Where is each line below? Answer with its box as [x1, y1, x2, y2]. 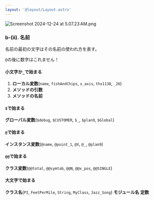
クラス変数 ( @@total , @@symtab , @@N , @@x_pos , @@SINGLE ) [5, 165, 113, 171]
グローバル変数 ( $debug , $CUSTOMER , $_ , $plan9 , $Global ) [5, 117, 115, 123]
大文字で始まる [5, 177, 35, 183]
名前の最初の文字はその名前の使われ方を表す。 [5, 46, 99, 52]
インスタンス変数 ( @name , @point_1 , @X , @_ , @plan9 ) [5, 141, 103, 147]
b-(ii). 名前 [5, 34, 31, 41]
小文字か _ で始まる [5, 68, 42, 74]
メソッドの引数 [12, 87, 43, 93]
